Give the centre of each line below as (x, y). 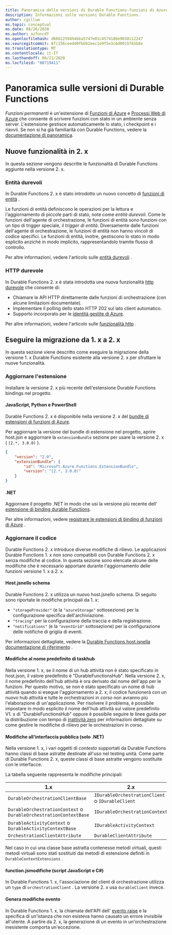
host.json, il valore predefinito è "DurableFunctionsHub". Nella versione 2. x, (85, 676)
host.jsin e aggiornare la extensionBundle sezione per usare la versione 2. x (85, 437)
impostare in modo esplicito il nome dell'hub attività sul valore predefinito (82, 708)
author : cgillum (23, 20)
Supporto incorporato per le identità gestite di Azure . (68, 314)
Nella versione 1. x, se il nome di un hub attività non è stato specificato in (82, 670)
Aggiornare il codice (31, 538)
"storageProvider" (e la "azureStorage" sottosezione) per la (76, 609)
